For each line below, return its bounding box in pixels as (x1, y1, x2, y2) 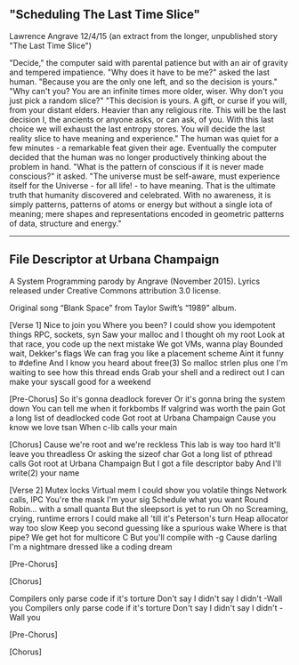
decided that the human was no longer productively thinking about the (9, 151, 267, 163)
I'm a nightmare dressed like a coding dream (9, 541, 173, 552)
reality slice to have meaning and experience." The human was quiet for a (9, 132, 279, 143)
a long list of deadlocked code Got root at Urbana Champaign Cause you (9, 413, 276, 423)
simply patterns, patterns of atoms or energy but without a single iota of (9, 199, 273, 210)
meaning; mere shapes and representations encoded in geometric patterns (9, 208, 285, 219)
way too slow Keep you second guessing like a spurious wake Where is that (9, 522, 287, 533)
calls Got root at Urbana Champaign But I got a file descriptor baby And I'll (9, 458, 282, 469)
